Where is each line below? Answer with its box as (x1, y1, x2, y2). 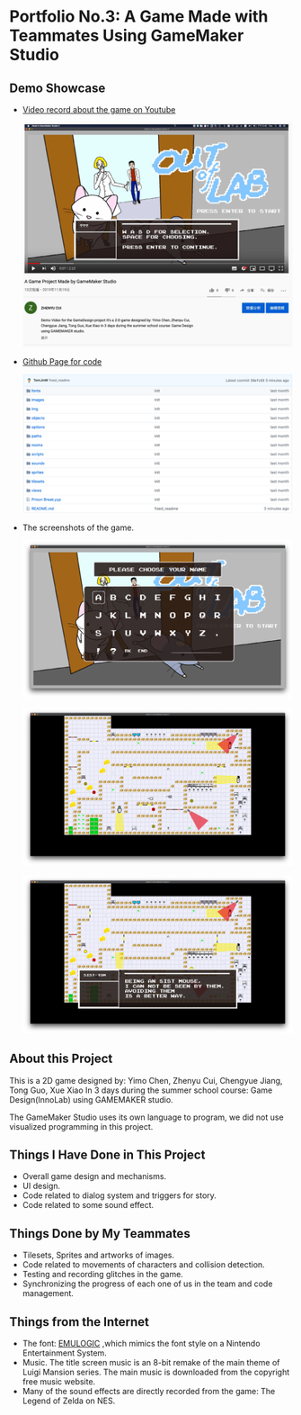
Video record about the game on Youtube (22, 104, 176, 114)
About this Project (9, 1051, 113, 1067)
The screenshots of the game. (22, 522, 135, 533)
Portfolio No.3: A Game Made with (9, 6, 269, 27)
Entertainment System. (22, 1347, 108, 1358)
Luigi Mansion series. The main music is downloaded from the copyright (22, 1366, 290, 1378)
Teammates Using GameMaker (9, 25, 244, 46)
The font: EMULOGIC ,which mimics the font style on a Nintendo (22, 1338, 261, 1349)
